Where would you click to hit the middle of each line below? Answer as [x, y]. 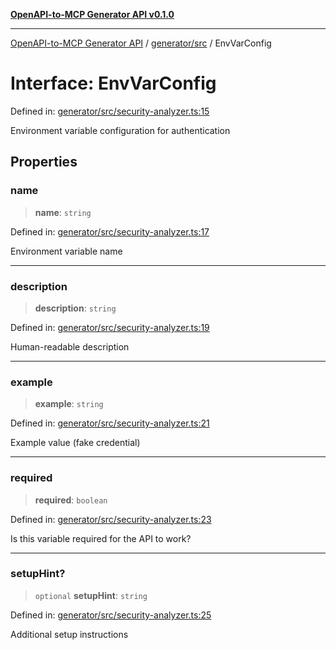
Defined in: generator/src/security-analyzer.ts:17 [110, 231]
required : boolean [71, 500]
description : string [75, 308]
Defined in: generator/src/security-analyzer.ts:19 [110, 327]
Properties [44, 162]
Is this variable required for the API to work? [101, 538]
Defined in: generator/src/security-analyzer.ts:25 [111, 615]
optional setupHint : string [91, 595]
